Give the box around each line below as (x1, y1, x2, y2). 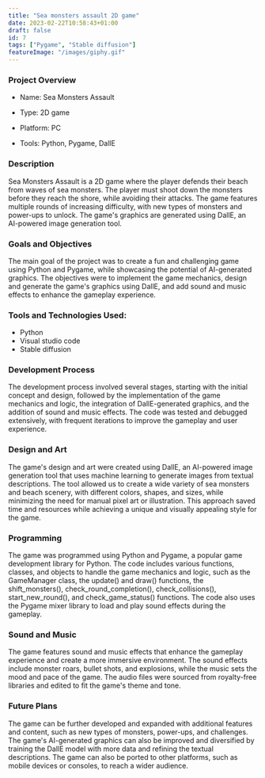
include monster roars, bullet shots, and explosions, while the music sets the (8, 664, 257, 673)
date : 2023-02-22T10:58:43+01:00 (8, 19, 119, 27)
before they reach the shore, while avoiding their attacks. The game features (8, 193, 258, 203)
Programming (8, 532, 62, 543)
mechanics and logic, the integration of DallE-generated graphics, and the (8, 399, 249, 409)
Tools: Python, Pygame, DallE (19, 139, 116, 148)
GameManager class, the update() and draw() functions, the (8, 576, 204, 585)
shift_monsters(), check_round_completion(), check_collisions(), (8, 584, 217, 594)
